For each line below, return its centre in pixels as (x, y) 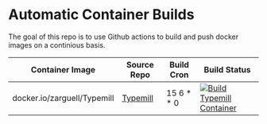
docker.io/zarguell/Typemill (63, 98)
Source (140, 64)
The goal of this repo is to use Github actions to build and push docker (124, 37)
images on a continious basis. (57, 45)
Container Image (63, 69)
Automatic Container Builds (101, 15)
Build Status (227, 69)
